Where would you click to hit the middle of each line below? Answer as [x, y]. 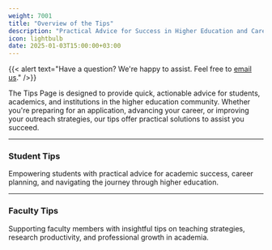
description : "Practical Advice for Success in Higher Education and [128, 31]
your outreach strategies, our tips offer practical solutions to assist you [126, 119]
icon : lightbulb [36, 38]
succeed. [24, 128]
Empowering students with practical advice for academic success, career [131, 174]
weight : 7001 [30, 16]
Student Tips [34, 156]
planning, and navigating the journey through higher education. [114, 182]
